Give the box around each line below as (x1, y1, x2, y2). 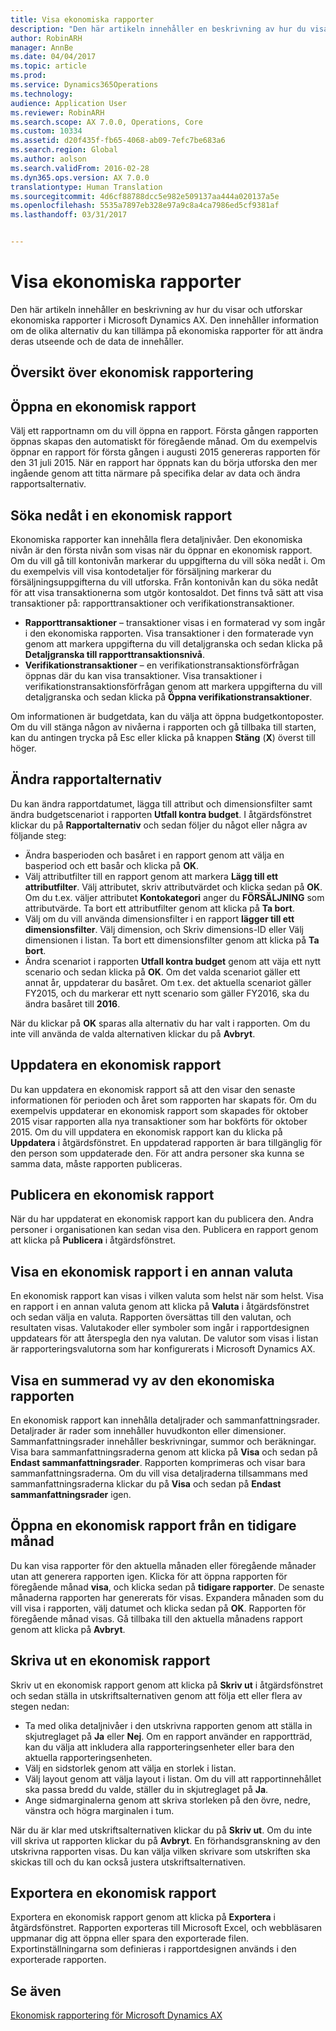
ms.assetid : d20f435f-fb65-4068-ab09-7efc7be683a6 (10, 136, 226, 146)
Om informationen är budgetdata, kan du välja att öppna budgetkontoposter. (10, 710, 325, 722)
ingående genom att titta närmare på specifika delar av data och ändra (10, 467, 301, 480)
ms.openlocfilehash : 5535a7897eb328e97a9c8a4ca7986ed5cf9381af (10, 201, 280, 211)
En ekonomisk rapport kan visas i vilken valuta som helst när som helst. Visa (10, 1290, 324, 1302)
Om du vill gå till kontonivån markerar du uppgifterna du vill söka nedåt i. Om (10, 554, 326, 566)
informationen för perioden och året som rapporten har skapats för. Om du (10, 1094, 317, 1106)
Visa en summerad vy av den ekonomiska (10, 1372, 275, 1389)
